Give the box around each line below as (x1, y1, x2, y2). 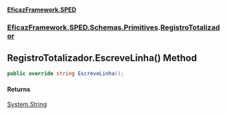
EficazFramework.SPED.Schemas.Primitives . (7, 23, 161, 32)
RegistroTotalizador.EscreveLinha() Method (7, 52, 198, 64)
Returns (7, 85, 31, 93)
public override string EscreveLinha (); (7, 71, 125, 77)
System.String (7, 100, 47, 109)
